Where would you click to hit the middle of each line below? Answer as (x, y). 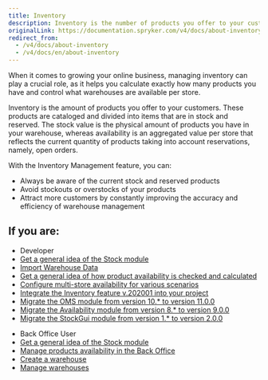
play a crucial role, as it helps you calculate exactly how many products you (132, 84)
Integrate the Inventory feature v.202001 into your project (114, 292)
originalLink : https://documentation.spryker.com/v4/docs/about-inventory (135, 30)
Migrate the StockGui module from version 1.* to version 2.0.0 (121, 318)
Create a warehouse (53, 358)
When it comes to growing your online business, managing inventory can (128, 75)
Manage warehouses (54, 367)
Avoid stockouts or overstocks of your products (98, 189)
